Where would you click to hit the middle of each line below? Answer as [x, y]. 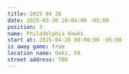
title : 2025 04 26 [34, 14]
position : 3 [25, 27]
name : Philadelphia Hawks [45, 33]
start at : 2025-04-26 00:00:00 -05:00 [64, 40]
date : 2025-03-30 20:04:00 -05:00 [58, 20]
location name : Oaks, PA [44, 54]
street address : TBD [38, 60]
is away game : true [36, 47]
